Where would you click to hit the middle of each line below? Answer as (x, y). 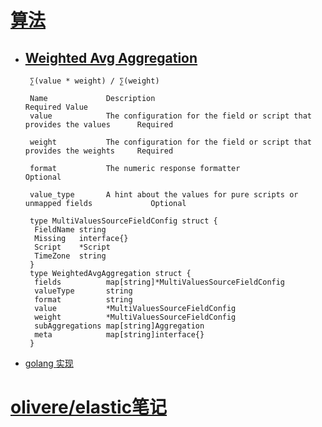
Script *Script (72, 247)
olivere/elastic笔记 (89, 407)
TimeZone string (70, 256)
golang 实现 (49, 363)
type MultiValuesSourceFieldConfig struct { (123, 221)
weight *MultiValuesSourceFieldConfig (135, 317)
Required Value (56, 107)
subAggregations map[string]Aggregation (119, 326)
